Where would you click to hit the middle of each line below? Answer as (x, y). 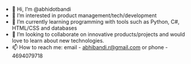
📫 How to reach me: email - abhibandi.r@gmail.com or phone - (90, 47)
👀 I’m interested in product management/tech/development (84, 15)
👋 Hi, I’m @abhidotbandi (41, 9)
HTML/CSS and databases (44, 28)
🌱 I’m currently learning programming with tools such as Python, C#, (95, 22)
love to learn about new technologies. (58, 41)
